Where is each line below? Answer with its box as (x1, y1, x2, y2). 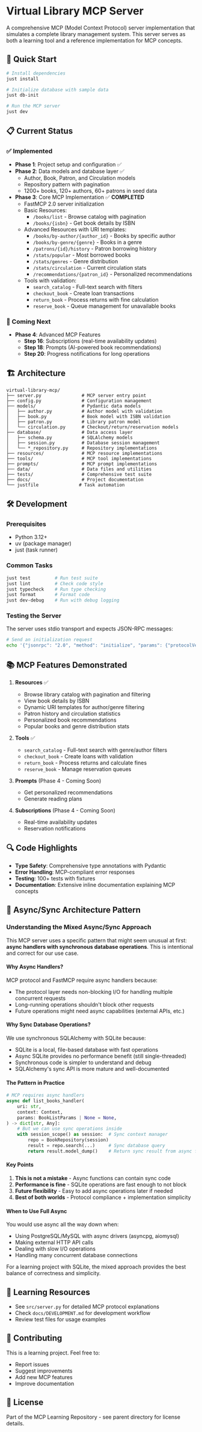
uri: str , (17, 1103, 42, 1109)
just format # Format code (6, 592, 90, 598)
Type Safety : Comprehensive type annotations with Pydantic (14, 862, 167, 869)
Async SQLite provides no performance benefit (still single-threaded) (14, 1052, 187, 1059)
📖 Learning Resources (6, 1287, 90, 1297)
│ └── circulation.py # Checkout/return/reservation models (6, 424, 179, 430)
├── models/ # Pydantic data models (6, 403, 141, 409)
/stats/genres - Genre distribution (32, 257, 118, 265)
